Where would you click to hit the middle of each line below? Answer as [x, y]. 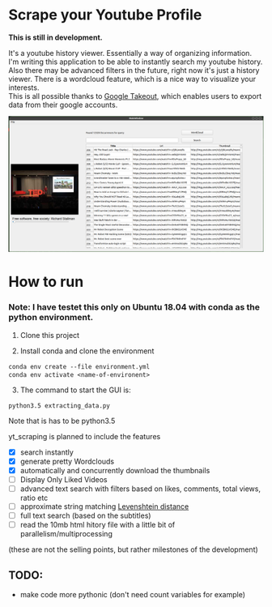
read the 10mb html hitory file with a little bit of [98, 525]
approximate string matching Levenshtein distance [104, 506]
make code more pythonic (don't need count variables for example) [132, 594]
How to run [46, 282]
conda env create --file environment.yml [79, 366]
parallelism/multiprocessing [66, 534]
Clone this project [49, 335]
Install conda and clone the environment [87, 351]
